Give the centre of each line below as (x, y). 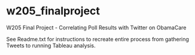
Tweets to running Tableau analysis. (51, 45)
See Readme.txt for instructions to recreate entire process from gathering (97, 39)
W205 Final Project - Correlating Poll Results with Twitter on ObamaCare (96, 27)
